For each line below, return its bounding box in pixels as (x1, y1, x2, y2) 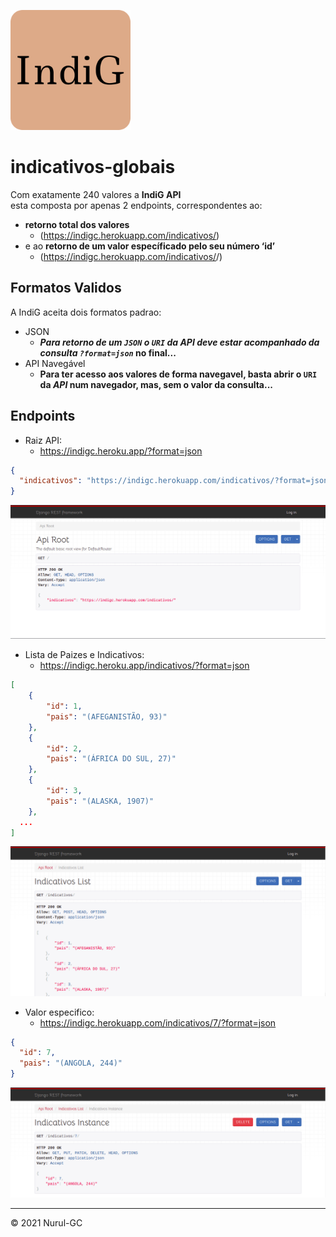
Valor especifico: (24, 1006, 95, 1018)
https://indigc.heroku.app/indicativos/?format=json (39, 660, 250, 672)
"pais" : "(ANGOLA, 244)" (19, 1058, 123, 1069)
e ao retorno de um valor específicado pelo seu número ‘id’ (24, 240, 276, 252)
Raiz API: (24, 434, 63, 446)
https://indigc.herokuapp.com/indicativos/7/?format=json (39, 1016, 277, 1029)
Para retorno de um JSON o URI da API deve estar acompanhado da (39, 336, 320, 348)
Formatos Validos (10, 280, 122, 297)
